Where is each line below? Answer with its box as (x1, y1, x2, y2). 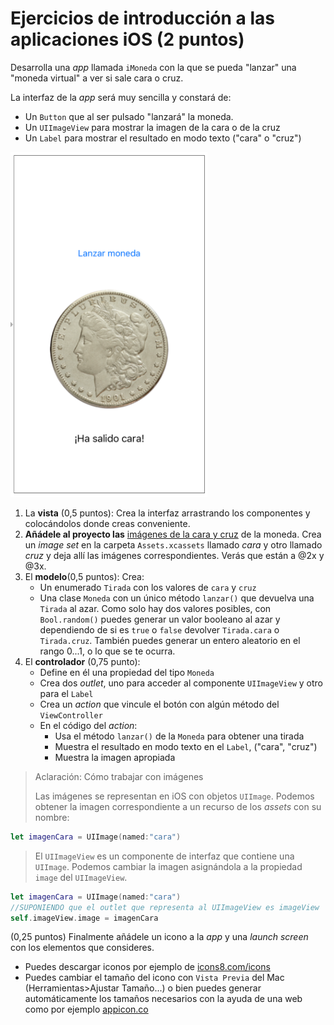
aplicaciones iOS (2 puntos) (10, 28, 245, 51)
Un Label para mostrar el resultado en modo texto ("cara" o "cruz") (24, 132, 302, 144)
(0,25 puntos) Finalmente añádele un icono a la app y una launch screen (10, 931, 309, 943)
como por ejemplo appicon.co (24, 1003, 149, 1016)
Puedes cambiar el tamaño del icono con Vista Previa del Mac (24, 972, 285, 984)
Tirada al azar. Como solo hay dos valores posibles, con (39, 602, 272, 614)
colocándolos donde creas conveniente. (24, 517, 191, 529)
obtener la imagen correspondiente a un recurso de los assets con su (34, 800, 322, 812)
